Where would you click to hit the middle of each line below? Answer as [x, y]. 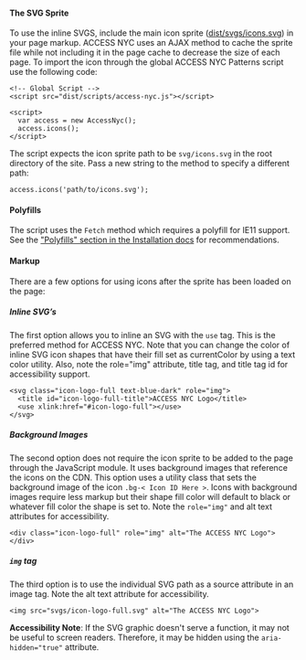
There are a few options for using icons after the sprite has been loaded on [150, 281]
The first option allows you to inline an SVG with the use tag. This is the [142, 335]
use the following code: [53, 72]
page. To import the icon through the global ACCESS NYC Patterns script [147, 62]
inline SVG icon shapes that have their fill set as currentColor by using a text [152, 354]
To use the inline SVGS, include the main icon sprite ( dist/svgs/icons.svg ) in [152, 33]
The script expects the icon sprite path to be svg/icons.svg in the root [141, 154]
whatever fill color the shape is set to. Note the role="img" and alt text [141, 506]
